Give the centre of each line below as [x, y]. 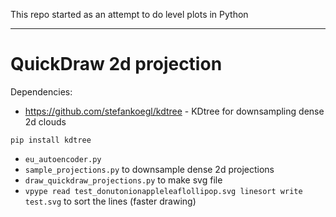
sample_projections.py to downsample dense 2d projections [149, 169]
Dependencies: [41, 91]
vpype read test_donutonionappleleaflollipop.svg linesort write [163, 191]
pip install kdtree [51, 140]
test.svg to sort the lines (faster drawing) [110, 201]
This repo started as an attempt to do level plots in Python [129, 14]
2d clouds [45, 121]
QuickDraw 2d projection [116, 64]
